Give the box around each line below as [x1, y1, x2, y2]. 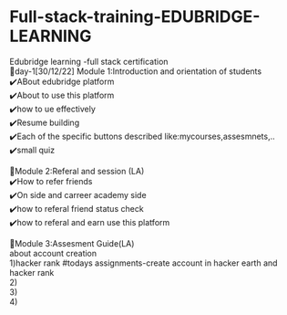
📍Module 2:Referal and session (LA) [9, 165, 145, 176]
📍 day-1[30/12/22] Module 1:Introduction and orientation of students [9, 66, 262, 77]
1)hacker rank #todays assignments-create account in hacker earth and [9, 257, 278, 268]
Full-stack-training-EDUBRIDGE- [9, 6, 261, 27]
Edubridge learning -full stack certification [9, 56, 169, 67]
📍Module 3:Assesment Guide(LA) [9, 237, 135, 248]
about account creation [9, 247, 97, 258]
